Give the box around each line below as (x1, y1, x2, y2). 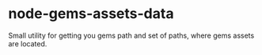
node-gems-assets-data (8, 5, 174, 23)
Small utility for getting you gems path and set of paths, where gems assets (8, 31, 255, 40)
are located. (8, 38, 47, 48)
